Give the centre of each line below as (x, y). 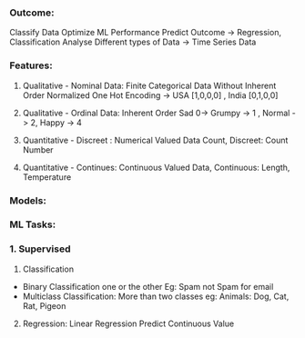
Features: (31, 65)
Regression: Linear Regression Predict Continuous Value (128, 323)
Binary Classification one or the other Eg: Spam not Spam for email (148, 286)
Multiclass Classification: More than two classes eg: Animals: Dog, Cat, (156, 296)
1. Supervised (40, 249)
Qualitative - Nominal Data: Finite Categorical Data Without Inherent (149, 85)
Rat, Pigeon (44, 305)
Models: (28, 200)
